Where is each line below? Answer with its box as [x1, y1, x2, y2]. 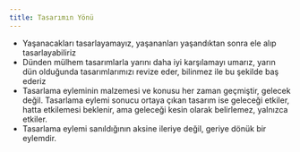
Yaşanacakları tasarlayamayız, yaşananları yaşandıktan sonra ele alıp [21, 38, 277, 48]
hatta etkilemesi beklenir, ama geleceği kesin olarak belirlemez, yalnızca [21, 104, 288, 114]
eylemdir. [21, 132, 56, 143]
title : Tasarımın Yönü [9, 13, 94, 22]
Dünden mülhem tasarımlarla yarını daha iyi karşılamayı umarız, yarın [21, 56, 276, 67]
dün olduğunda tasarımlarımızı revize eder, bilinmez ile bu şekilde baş [21, 66, 279, 77]
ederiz [21, 75, 47, 86]
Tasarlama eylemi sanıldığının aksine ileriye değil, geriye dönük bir [21, 122, 267, 134]
